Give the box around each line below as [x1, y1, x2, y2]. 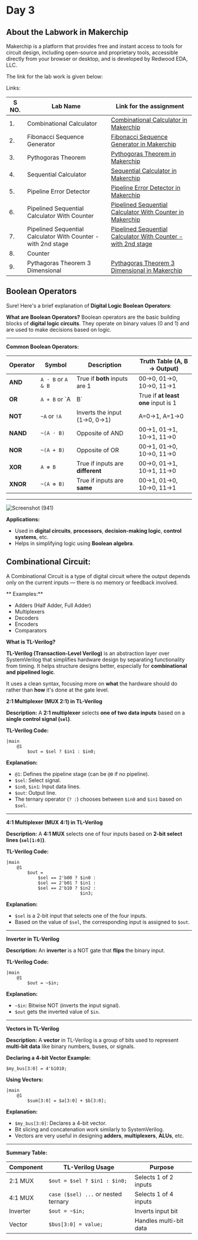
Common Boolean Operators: [6, 343, 80, 350]
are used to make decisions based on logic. [6, 326, 112, 333]
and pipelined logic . [6, 668, 55, 676]
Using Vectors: [6, 1076, 44, 1083]
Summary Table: [6, 1149, 48, 1156]
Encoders [14, 621, 38, 628]
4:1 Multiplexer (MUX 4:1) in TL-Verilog [6, 818, 103, 825]
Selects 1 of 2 [134, 1173, 174, 1181]
